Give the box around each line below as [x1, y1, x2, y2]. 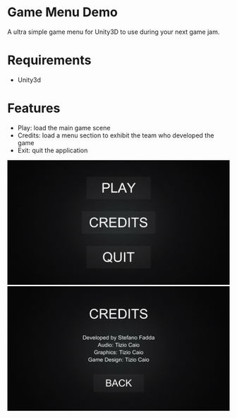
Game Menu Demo [7, 4, 119, 20]
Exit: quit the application [17, 146, 88, 154]
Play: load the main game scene [17, 123, 111, 132]
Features [7, 100, 61, 116]
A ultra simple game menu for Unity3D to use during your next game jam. [7, 27, 220, 36]
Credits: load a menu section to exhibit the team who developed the [17, 131, 214, 140]
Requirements [7, 52, 92, 68]
